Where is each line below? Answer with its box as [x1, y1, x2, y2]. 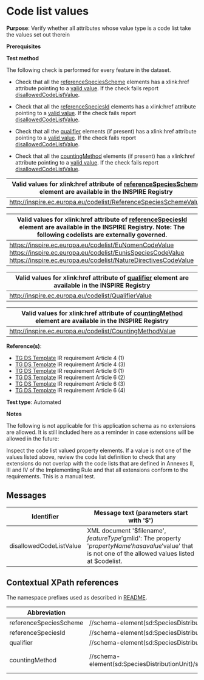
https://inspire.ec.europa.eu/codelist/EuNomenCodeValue [9, 241, 174, 249]
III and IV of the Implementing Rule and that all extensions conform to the [6, 466, 189, 473]
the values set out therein [6, 30, 70, 38]
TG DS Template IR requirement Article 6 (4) [15, 386, 126, 394]
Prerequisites [6, 43, 41, 50]
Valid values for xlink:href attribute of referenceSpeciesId [16, 215, 188, 224]
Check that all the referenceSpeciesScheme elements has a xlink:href [15, 78, 189, 85]
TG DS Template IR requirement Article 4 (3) [15, 361, 126, 368]
